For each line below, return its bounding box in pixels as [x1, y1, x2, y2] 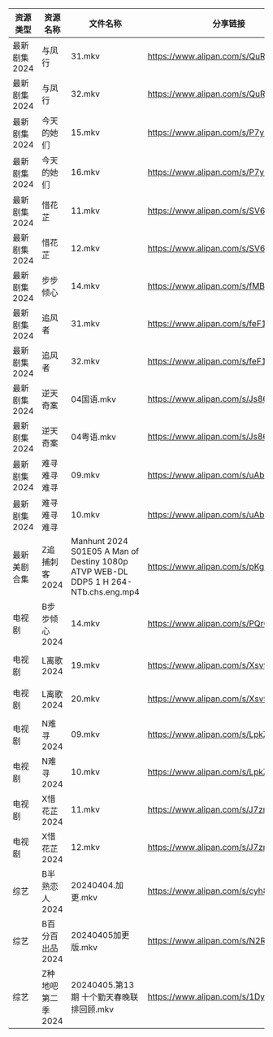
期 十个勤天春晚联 [71, 991, 139, 1003]
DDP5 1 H [71, 577, 110, 587]
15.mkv [71, 127, 100, 137]
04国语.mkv [71, 394, 116, 405]
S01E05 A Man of [71, 546, 140, 556]
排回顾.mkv [71, 1004, 115, 1015]
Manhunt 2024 [71, 536, 128, 547]
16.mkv [71, 167, 100, 177]
